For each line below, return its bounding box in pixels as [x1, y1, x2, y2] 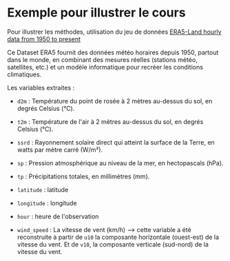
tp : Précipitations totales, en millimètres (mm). [17, 172, 150, 180]
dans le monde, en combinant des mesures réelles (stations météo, [7, 55, 198, 63]
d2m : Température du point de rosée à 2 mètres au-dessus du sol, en [17, 96, 213, 105]
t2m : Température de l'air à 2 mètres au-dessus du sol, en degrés [17, 117, 204, 125]
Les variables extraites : [7, 83, 75, 92]
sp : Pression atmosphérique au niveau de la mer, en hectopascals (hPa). [17, 158, 224, 167]
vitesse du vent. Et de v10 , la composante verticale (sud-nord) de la [17, 240, 209, 249]
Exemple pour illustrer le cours [7, 5, 186, 21]
